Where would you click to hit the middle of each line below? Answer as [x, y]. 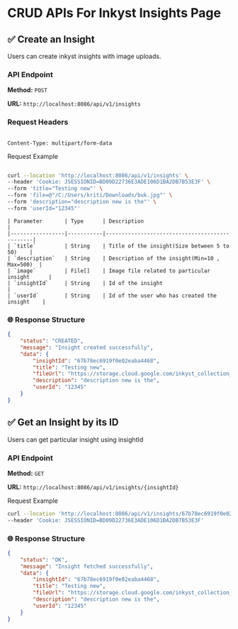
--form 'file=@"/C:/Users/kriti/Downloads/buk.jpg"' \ [90, 195]
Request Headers [38, 122]
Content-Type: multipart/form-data [60, 143]
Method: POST [27, 90]
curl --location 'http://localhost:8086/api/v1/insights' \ [98, 175]
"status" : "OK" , [44, 560]
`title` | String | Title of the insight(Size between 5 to [122, 246]
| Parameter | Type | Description [75, 221]
